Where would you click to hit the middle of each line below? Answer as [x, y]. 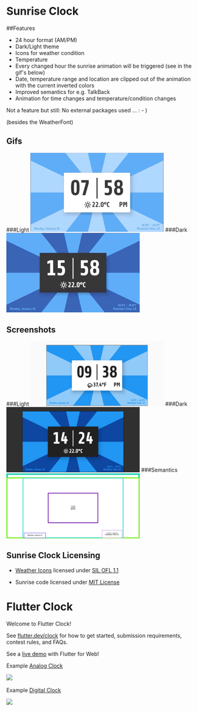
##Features [21, 28]
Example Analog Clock [35, 665]
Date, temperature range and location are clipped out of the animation [103, 79]
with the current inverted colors [55, 85]
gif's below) [30, 72]
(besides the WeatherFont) [40, 122]
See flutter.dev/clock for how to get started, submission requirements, [94, 635]
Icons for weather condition [50, 53]
